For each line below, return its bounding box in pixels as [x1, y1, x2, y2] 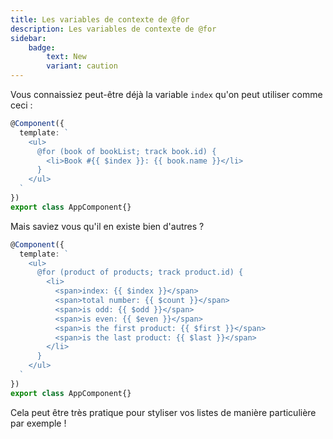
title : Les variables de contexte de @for [10, 14, 190, 25]
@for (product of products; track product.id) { [36, 267, 244, 278]
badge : [28, 42, 56, 53]
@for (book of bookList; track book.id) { [36, 146, 217, 156]
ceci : [10, 99, 33, 111]
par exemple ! [10, 417, 67, 429]
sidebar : [10, 33, 47, 43]
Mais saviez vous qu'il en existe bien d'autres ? [10, 220, 205, 232]
